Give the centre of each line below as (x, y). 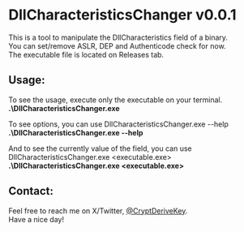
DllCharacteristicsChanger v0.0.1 (122, 15)
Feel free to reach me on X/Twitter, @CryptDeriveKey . (98, 211)
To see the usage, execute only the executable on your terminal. (116, 100)
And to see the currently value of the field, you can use (100, 148)
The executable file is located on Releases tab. (86, 54)
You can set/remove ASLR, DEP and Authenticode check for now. (117, 45)
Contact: (31, 191)
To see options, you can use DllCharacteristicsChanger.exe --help (118, 124)
